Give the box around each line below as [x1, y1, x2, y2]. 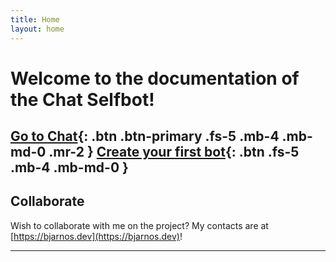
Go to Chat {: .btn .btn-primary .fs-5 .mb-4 [10, 128, 280, 145]
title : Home [10, 14, 60, 25]
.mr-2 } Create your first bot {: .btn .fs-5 [48, 144, 300, 161]
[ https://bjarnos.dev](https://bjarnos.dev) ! [10, 230, 183, 242]
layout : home [10, 24, 65, 34]
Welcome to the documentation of [10, 67, 300, 90]
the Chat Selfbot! [10, 88, 155, 111]
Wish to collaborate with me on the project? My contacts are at [10, 219, 269, 231]
